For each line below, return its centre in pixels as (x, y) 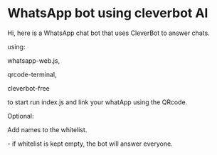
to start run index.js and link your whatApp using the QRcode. (97, 102)
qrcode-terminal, (32, 74)
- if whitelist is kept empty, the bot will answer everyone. (90, 144)
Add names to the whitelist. (47, 129)
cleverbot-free (28, 88)
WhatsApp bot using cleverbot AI (108, 13)
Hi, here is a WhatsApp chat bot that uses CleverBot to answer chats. (108, 33)
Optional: (21, 116)
